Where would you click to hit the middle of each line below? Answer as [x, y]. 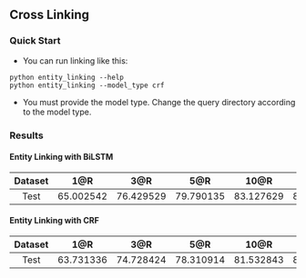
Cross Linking [49, 15]
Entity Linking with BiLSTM [61, 157]
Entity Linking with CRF [55, 221]
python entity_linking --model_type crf [87, 85]
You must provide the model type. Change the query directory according [159, 102]
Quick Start [35, 41]
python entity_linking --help [67, 77]
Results [26, 135]
